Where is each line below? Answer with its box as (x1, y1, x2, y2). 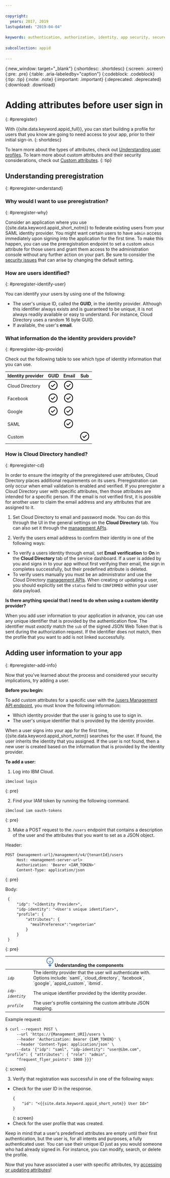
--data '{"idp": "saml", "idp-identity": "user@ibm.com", (16, 1047, 142, 1052)
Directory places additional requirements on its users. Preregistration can (5, 477, 158, 483)
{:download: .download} (5, 82, 56, 88)
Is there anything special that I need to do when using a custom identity (5, 597, 158, 603)
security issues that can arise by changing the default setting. (5, 257, 134, 263)
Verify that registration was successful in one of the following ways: (12, 1076, 154, 1082)
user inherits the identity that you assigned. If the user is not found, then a (5, 738, 159, 744)
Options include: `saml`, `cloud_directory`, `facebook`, (33, 975, 145, 981)
